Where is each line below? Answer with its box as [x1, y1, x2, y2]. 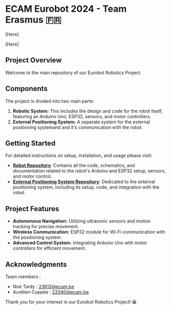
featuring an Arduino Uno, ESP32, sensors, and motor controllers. [12, 113, 152, 119]
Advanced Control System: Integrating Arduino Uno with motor [12, 240, 147, 246]
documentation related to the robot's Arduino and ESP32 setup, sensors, [12, 168, 166, 174]
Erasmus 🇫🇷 [5, 14, 61, 26]
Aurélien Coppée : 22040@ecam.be [12, 289, 89, 295]
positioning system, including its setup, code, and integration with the [12, 184, 160, 190]
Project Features [5, 204, 59, 213]
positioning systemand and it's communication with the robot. [12, 124, 143, 130]
